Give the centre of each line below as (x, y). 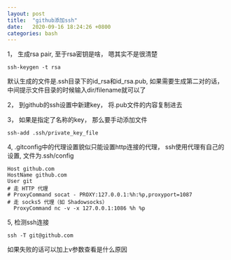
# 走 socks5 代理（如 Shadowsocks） (57, 203)
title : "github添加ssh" (42, 20)
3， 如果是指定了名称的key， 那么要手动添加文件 (77, 120)
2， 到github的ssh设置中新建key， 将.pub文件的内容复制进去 (95, 105)
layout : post (26, 14)
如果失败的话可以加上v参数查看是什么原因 (67, 249)
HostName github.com (37, 175)
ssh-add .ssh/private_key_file (53, 133)
